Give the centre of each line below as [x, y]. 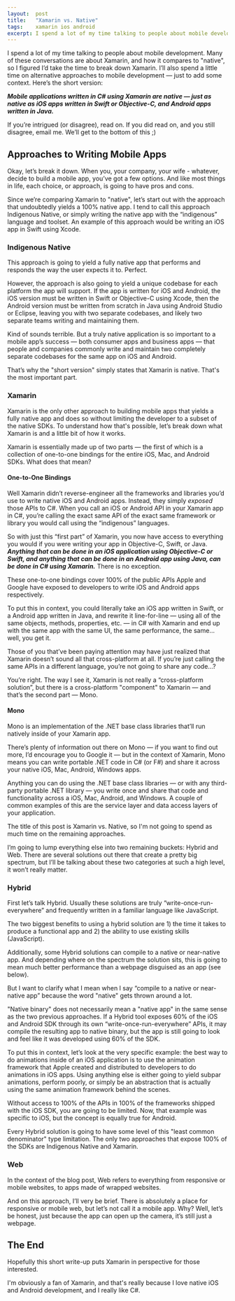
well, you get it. [29, 638]
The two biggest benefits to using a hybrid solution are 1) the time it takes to [116, 924]
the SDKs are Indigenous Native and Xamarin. [73, 1146]
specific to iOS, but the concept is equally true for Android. [92, 1118]
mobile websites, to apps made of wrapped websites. [84, 1187]
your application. [31, 813]
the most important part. [42, 378]
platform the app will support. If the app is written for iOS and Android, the [114, 291]
